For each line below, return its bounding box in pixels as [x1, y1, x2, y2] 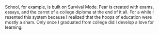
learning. [5, 24, 23, 30]
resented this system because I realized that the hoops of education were [5, 14, 152, 20]
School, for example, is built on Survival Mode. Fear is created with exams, [5, 4, 154, 10]
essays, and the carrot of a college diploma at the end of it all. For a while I [5, 9, 154, 15]
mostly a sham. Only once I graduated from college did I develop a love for [5, 19, 154, 25]
